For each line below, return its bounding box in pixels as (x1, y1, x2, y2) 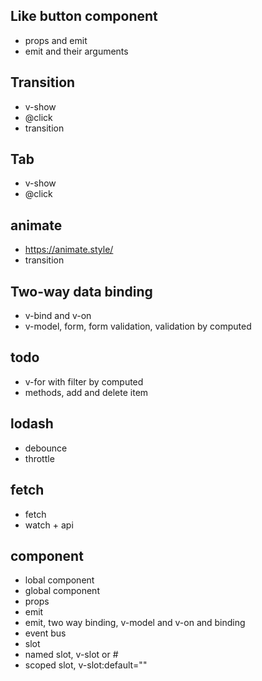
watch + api (24, 519, 74, 531)
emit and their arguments (24, 45, 129, 57)
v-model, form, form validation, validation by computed (24, 320, 252, 333)
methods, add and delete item (24, 386, 149, 398)
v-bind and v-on (24, 310, 92, 322)
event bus (24, 627, 67, 639)
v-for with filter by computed (24, 375, 144, 388)
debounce (24, 442, 68, 454)
